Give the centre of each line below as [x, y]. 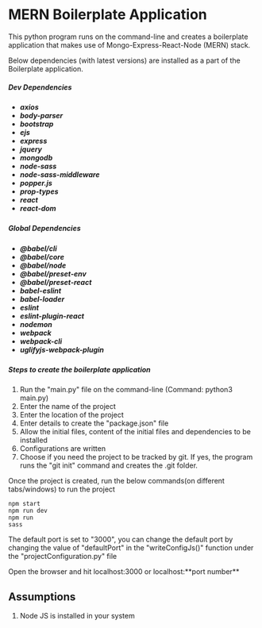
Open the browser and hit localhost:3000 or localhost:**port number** [124, 572]
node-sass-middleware [60, 174]
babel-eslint [40, 291]
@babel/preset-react [56, 282]
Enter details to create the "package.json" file [94, 423]
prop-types [39, 191]
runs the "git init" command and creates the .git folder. [109, 465]
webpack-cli [41, 341]
